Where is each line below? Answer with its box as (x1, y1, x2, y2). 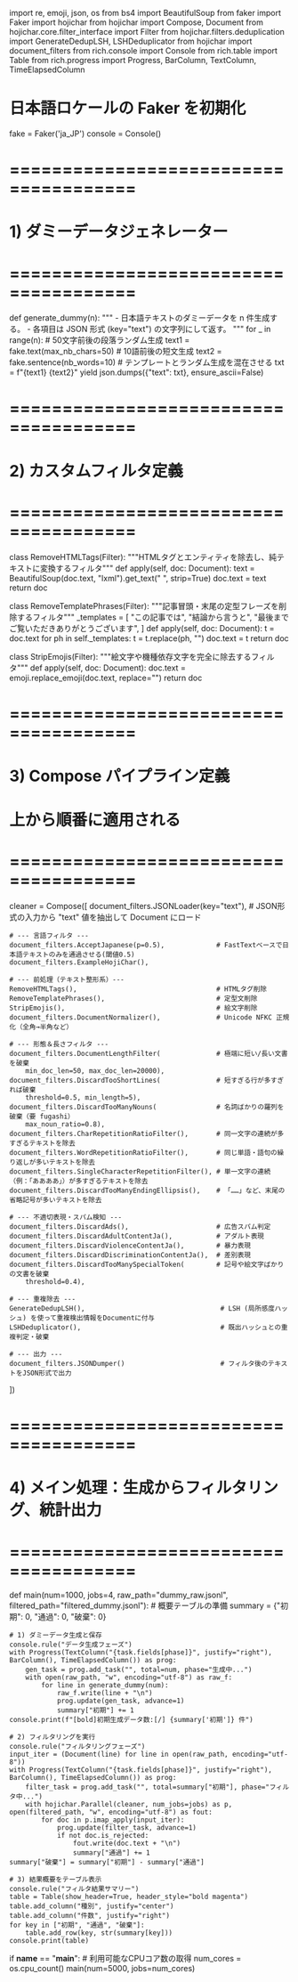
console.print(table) (9, 1937, 90, 1945)
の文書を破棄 (9, 1270, 50, 1279)
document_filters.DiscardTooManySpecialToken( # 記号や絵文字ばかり (9, 1260, 285, 1270)
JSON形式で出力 (21, 1369, 72, 1378)
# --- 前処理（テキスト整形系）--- (9, 975, 125, 985)
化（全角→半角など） (9, 1023, 74, 1032)
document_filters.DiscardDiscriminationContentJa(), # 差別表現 (9, 1251, 252, 1260)
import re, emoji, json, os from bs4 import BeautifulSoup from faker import (9, 8, 282, 18)
